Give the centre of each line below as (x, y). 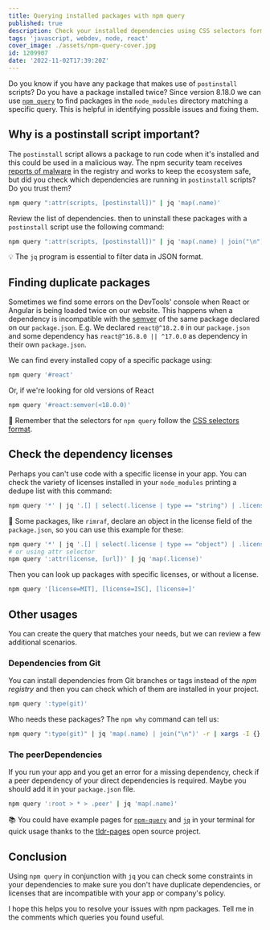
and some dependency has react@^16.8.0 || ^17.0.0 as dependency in (128, 336)
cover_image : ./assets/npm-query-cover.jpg (82, 46)
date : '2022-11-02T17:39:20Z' (59, 61)
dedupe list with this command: (60, 491)
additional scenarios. (43, 642)
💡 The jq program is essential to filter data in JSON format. (106, 257)
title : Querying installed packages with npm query (96, 16)
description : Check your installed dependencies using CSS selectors (127, 31)
